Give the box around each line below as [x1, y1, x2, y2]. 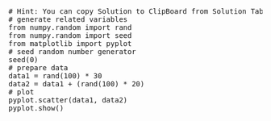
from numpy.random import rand [8, 23, 132, 31]
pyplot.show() [8, 104, 65, 112]
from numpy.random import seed [8, 31, 132, 40]
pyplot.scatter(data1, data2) [8, 96, 128, 104]
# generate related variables [8, 15, 128, 23]
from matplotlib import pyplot [8, 40, 132, 48]
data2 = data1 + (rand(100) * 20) [8, 80, 145, 88]
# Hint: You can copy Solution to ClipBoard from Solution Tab [8, 7, 264, 15]
